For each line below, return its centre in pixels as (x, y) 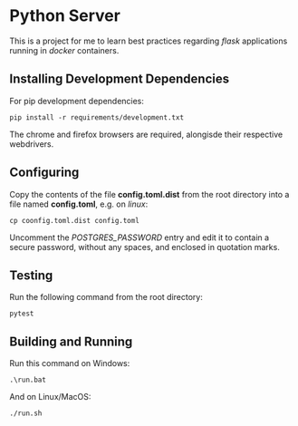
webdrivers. (32, 144)
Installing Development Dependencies (119, 79)
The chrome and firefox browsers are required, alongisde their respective (146, 134)
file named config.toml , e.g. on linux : (79, 204)
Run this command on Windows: (70, 363)
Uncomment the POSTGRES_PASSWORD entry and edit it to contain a (139, 237)
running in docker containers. (64, 50)
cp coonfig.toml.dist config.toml (75, 220)
